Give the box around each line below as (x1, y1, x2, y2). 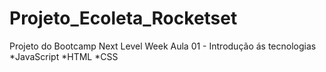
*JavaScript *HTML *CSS (9, 50, 119, 62)
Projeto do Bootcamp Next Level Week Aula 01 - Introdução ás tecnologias (9, 40, 317, 52)
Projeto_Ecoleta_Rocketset (9, 7, 238, 30)
